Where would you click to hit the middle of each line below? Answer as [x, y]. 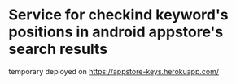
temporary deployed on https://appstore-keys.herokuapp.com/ [114, 71]
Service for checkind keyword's [118, 15]
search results [58, 49]
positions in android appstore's [116, 32]
